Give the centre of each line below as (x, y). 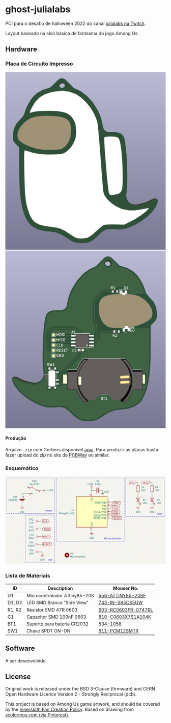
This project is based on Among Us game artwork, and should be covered (83, 704)
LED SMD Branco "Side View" (58, 603)
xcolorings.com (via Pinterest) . (37, 715)
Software (20, 648)
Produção (16, 438)
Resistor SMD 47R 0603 (52, 610)
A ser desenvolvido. (26, 660)
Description (60, 588)
